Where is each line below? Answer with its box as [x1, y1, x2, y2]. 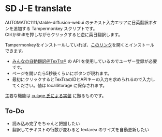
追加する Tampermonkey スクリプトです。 [13, 25, 98, 31]
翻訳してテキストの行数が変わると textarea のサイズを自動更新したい [12, 126, 149, 132]
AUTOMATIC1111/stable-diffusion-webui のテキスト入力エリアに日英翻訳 [5, 19, 149, 25]
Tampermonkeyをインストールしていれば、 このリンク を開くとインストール [5, 42, 155, 47]
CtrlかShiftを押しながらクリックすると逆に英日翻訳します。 [5, 31, 123, 37]
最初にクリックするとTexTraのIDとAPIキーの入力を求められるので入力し [12, 76, 155, 82]
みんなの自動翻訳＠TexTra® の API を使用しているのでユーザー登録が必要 [12, 58, 157, 64]
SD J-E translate [5, 3, 72, 14]
